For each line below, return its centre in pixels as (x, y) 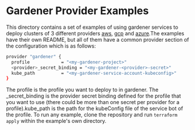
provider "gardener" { (34, 56)
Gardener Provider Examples (78, 11)
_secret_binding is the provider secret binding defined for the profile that (94, 96)
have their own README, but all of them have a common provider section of (97, 39)
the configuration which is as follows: (51, 46)
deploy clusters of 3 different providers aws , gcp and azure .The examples (95, 33)
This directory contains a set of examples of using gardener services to (92, 27)
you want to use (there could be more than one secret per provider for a (93, 102)
